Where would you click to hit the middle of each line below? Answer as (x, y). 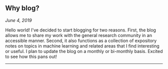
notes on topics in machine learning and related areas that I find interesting (82, 46)
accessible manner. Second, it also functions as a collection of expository (81, 40)
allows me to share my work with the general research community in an (79, 35)
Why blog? (22, 8)
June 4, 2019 (18, 20)
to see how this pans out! (31, 56)
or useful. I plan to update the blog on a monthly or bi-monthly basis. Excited (84, 51)
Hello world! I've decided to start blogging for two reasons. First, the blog (81, 30)
